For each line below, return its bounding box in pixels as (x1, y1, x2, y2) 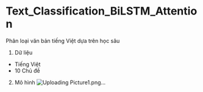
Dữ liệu (14, 48, 33, 56)
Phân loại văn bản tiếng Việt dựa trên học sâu (5, 37, 120, 44)
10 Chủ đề (14, 67, 40, 74)
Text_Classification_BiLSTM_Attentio (5, 4, 198, 18)
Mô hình (14, 79, 35, 86)
